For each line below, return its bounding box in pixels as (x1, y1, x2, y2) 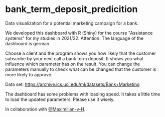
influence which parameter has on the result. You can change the (5, 61, 140, 67)
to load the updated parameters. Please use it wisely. (5, 96, 115, 102)
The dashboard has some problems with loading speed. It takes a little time (5, 91, 160, 97)
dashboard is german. (5, 40, 51, 46)
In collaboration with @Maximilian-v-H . (5, 106, 86, 112)
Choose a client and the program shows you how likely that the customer (5, 50, 156, 56)
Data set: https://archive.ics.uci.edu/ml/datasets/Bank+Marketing (5, 81, 140, 87)
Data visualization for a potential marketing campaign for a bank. (5, 20, 139, 26)
